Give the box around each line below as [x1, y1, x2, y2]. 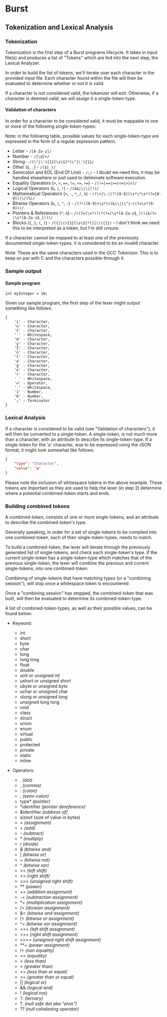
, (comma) [19, 783, 41, 789]
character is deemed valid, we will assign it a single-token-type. [5, 95, 137, 101]
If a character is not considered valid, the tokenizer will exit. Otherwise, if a [5, 90, 159, 96]
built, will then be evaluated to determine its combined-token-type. [5, 596, 143, 602]
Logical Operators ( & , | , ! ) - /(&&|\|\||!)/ [12, 185, 99, 191]
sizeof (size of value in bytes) [19, 815, 81, 821]
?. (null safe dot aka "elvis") [19, 1000, 77, 1007]
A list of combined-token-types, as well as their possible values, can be [5, 605, 152, 611]
